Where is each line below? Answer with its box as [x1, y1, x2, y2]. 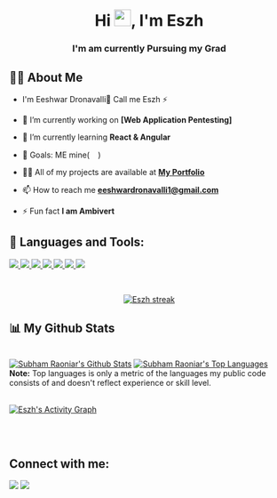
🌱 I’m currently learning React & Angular [21, 132, 171, 142]
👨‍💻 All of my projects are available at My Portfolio [21, 166, 205, 177]
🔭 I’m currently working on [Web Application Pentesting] [21, 114, 233, 124]
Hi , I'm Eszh [94, 11, 204, 31]
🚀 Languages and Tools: [9, 235, 145, 250]
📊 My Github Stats [9, 321, 115, 336]
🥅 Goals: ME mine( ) [21, 149, 101, 160]
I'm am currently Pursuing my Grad [72, 43, 226, 55]
